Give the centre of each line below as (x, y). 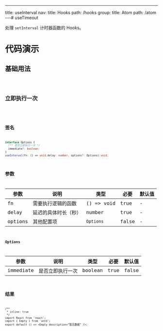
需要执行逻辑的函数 (55, 204)
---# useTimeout (22, 18)
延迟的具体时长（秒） (57, 213)
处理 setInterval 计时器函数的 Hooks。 (44, 28)
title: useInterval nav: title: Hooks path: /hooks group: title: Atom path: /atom (81, 12)
